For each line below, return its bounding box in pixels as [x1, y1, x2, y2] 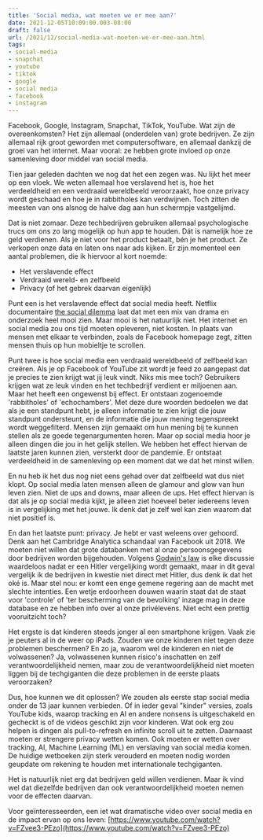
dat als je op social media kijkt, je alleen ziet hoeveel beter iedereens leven [8, 496, 250, 506]
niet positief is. [8, 513, 57, 523]
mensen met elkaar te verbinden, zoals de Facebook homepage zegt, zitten [8, 332, 253, 342]
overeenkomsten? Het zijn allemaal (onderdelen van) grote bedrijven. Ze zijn [8, 129, 255, 138]
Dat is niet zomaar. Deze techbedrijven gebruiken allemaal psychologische [8, 218, 249, 228]
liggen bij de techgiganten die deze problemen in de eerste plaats [8, 669, 220, 679]
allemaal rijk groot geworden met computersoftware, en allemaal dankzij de [8, 138, 252, 147]
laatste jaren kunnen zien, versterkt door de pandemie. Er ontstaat [8, 448, 222, 457]
